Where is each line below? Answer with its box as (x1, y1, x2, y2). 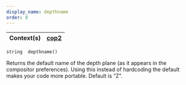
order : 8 (6, 14, 28, 20)
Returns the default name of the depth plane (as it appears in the (6, 59, 167, 66)
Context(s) (9, 34, 41, 42)
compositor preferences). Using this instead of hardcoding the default (6, 66, 180, 73)
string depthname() (6, 49, 58, 55)
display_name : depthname (6, 8, 69, 15)
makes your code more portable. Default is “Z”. (6, 72, 123, 79)
